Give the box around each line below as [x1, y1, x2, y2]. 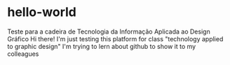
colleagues [7, 50, 39, 58]
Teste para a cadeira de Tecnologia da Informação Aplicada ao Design [7, 27, 210, 36]
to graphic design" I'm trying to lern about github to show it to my [7, 42, 196, 50]
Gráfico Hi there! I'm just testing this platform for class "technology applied [7, 34, 224, 43]
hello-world [7, 4, 77, 20]
